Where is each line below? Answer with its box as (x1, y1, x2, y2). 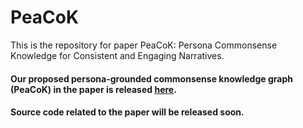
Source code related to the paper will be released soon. (10, 106, 245, 118)
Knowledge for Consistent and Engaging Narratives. (10, 49, 225, 61)
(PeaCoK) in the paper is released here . (10, 83, 177, 95)
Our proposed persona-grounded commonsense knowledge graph (10, 72, 293, 85)
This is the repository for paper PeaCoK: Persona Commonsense (10, 39, 278, 51)
